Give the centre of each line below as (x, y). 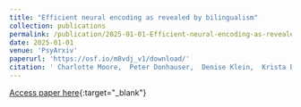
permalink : (30, 34)
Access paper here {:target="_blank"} (78, 92)
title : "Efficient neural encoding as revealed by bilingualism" (133, 17)
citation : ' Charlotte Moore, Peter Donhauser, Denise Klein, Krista (148, 68)
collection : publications (57, 26)
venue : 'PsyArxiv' (43, 51)
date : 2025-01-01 (42, 42)
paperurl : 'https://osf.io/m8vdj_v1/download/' (100, 59)
